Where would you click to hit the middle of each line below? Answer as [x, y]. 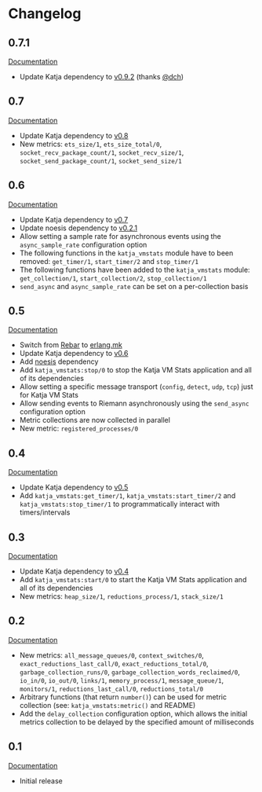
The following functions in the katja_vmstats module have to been [126, 253]
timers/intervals [45, 512]
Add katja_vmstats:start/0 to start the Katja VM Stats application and [133, 580]
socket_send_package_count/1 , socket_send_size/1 [100, 160]
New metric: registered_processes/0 [79, 428]
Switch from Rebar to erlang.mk [71, 345]
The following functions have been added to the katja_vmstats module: [135, 269]
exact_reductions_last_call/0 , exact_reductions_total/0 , [114, 663]
